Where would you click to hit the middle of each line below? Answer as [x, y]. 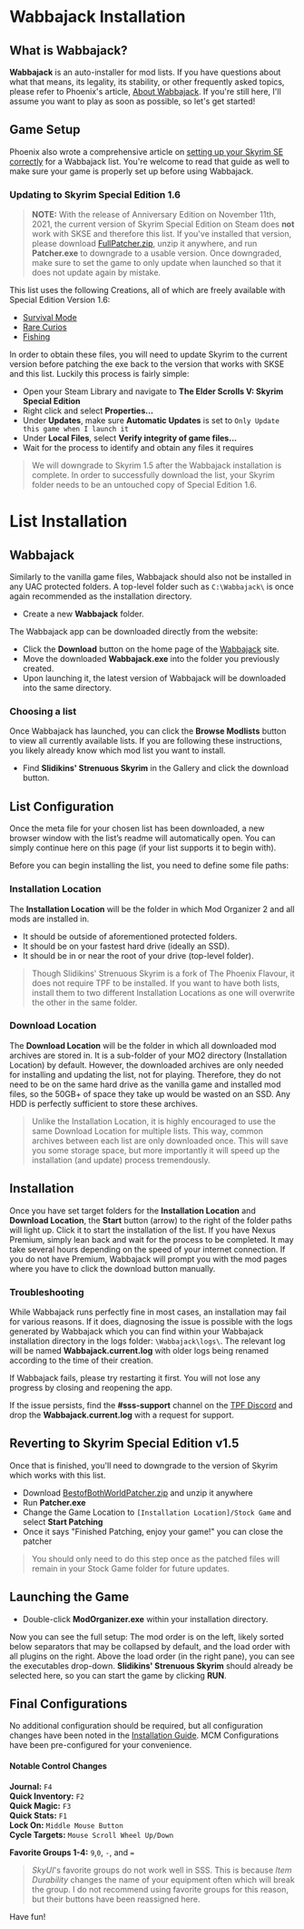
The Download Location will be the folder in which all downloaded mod [143, 1045]
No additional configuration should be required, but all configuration [136, 1726]
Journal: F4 [31, 1786]
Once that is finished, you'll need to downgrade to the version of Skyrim [144, 1465]
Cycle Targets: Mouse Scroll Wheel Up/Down [92, 1834]
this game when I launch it [75, 430]
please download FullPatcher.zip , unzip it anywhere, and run [144, 244]
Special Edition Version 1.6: [60, 300]
